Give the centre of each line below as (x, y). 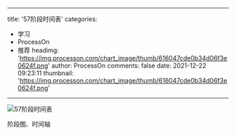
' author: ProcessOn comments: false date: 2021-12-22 (127, 65)
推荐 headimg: (38, 50)
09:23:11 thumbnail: (45, 73)
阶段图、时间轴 (29, 124)
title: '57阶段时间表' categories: (52, 19)
